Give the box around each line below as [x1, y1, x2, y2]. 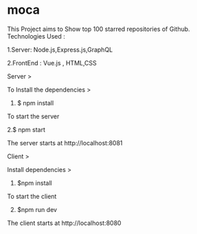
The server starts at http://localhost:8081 [7, 138, 123, 147]
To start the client [7, 192, 57, 200]
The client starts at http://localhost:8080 [7, 219, 121, 227]
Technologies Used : [7, 32, 65, 40]
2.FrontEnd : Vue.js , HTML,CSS [7, 58, 97, 67]
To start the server [7, 112, 60, 120]
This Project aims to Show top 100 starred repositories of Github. [7, 25, 190, 33]
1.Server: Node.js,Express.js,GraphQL [7, 45, 113, 54]
